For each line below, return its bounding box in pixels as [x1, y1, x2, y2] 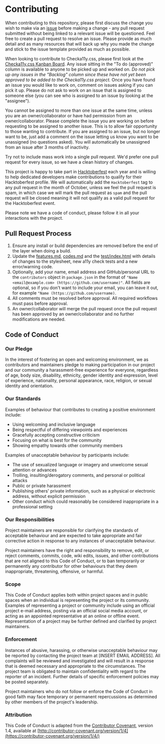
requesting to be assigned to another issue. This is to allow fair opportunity [5, 123, 158, 129]
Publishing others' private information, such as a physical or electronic [12, 488, 156, 494]
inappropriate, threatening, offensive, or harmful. [5, 568, 104, 575]
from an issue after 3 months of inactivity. [5, 144, 90, 150]
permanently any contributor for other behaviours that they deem [5, 563, 137, 569]
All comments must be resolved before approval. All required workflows [12, 295, 158, 301]
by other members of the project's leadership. [5, 699, 99, 705]
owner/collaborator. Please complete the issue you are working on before [5, 118, 154, 124]
